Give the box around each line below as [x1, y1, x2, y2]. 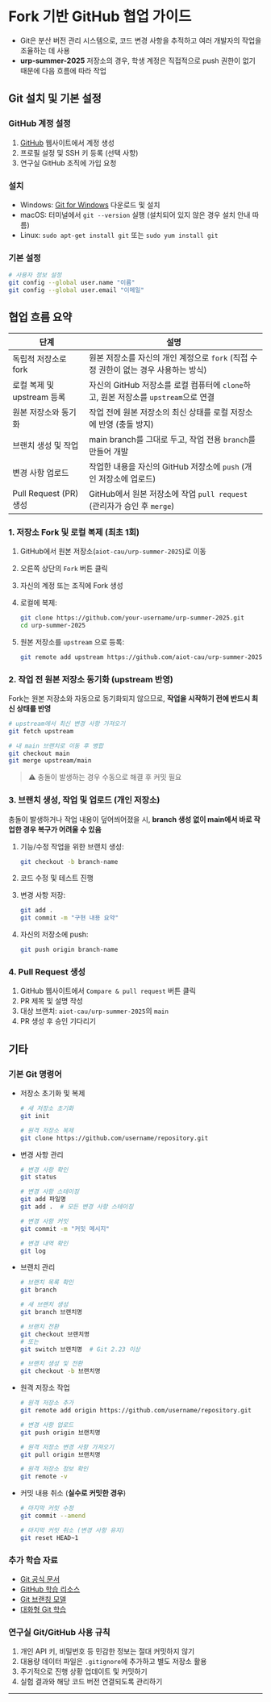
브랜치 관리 [19, 1262, 56, 1272]
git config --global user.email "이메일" [8, 286, 145, 294]
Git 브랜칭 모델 [19, 1594, 67, 1604]
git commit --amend [19, 1512, 86, 1521]
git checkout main [8, 749, 70, 757]
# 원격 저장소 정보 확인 [19, 1465, 89, 1473]
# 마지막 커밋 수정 [19, 1504, 74, 1512]
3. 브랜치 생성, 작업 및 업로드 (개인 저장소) [8, 795, 161, 806]
